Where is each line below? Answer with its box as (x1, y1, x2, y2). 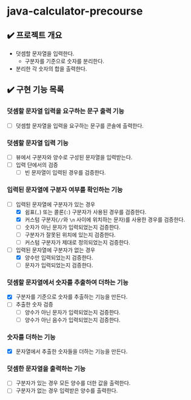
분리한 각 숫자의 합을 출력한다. (15, 65, 87, 72)
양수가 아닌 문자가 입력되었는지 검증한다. (24, 308, 121, 316)
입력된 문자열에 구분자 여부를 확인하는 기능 (7, 185, 123, 194)
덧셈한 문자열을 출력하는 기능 (7, 364, 86, 373)
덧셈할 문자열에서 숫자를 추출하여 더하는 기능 (7, 278, 129, 287)
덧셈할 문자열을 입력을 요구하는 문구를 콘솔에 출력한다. (15, 122, 144, 129)
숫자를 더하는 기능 (7, 333, 56, 341)
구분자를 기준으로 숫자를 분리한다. (24, 58, 105, 64)
